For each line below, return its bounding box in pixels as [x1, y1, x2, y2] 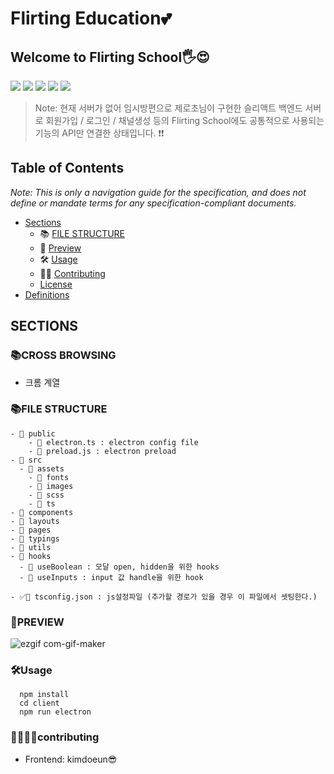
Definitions [24, 288, 70, 301]
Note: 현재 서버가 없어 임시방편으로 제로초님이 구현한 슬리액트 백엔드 [34, 102, 303, 114]
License [39, 278, 73, 290]
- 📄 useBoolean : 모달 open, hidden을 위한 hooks [19, 562, 220, 572]
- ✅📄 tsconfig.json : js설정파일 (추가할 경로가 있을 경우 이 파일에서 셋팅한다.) [10, 592, 318, 602]
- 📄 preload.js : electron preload [28, 446, 177, 456]
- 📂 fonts [28, 472, 70, 482]
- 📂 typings [10, 533, 60, 544]
